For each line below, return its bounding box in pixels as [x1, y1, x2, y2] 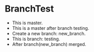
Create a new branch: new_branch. [12, 30, 86, 36]
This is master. [12, 20, 43, 26]
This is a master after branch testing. [12, 25, 89, 31]
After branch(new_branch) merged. [12, 41, 86, 47]
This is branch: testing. [12, 36, 60, 42]
